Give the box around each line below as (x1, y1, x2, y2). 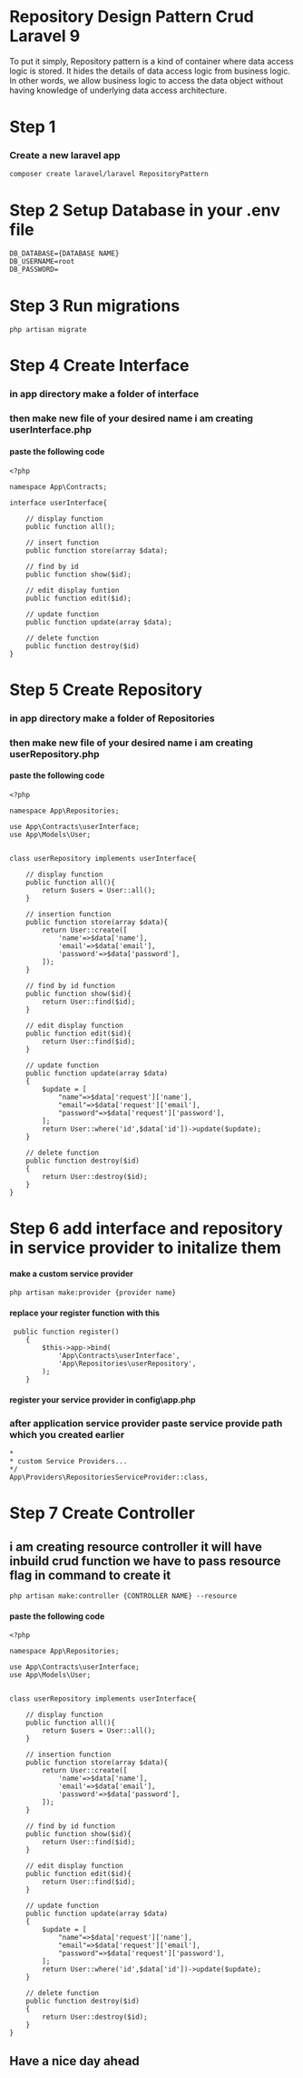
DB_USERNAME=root (9, 257, 75, 266)
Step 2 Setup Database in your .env (9, 200, 281, 220)
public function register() (13, 1327, 120, 1337)
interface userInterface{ (9, 498, 107, 507)
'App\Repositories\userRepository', (57, 1359, 197, 1369)
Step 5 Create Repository (9, 679, 202, 700)
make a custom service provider (9, 1268, 134, 1279)
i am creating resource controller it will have (9, 1539, 263, 1554)
